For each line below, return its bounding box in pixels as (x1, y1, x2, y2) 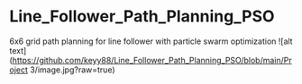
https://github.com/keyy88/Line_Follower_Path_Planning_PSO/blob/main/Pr (12, 55, 293, 65)
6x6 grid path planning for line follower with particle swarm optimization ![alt (9, 36, 293, 46)
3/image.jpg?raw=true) (30, 64, 115, 75)
